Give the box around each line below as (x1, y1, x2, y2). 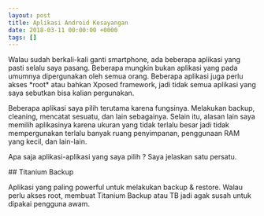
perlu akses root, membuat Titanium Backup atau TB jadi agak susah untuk (8, 191, 252, 200)
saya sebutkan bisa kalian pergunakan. (8, 88, 135, 98)
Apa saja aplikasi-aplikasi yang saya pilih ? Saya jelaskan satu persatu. (8, 152, 237, 162)
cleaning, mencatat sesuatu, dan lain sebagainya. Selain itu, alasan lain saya (8, 112, 256, 122)
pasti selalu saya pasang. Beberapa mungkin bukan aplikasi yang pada (8, 64, 238, 73)
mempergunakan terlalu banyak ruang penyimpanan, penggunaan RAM (8, 129, 240, 138)
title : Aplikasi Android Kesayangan (8, 19, 128, 27)
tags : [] (8, 33, 37, 42)
